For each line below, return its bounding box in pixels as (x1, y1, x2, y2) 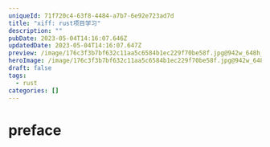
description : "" (8, 27, 63, 35)
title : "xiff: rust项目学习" (8, 19, 101, 27)
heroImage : (8, 57, 45, 65)
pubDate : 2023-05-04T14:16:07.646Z (8, 34, 128, 43)
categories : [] (8, 86, 59, 95)
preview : (8, 49, 38, 57)
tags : (8, 71, 27, 80)
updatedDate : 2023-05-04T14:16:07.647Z (8, 42, 142, 50)
